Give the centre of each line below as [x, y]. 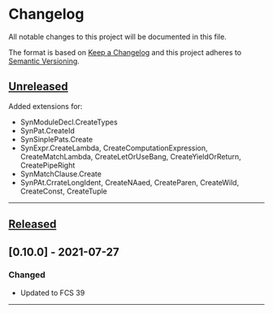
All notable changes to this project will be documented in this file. [118, 37]
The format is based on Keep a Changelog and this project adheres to [125, 52]
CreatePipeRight [48, 165]
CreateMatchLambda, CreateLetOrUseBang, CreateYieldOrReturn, [130, 156]
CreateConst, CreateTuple [64, 191]
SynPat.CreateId [48, 130]
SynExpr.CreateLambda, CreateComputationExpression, [114, 148]
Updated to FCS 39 [52, 293]
